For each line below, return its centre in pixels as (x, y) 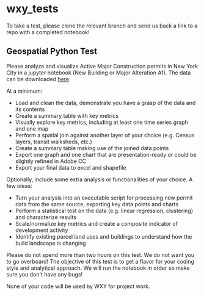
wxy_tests (33, 9)
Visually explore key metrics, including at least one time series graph (101, 122)
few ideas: (19, 186)
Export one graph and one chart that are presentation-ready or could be (106, 154)
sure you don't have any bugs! (45, 274)
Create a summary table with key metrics (67, 115)
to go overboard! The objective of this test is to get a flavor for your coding (100, 261)
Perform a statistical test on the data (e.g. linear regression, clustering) (104, 211)
